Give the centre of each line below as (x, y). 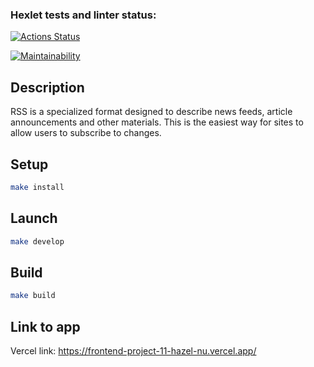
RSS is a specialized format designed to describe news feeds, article (151, 112)
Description (47, 87)
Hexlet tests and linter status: (83, 15)
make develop (37, 241)
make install (37, 187)
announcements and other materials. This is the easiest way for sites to (157, 122)
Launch (34, 218)
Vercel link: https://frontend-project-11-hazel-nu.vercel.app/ (133, 350)
